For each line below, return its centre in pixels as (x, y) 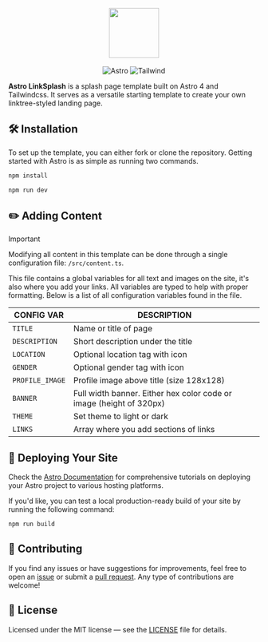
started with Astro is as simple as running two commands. (103, 160)
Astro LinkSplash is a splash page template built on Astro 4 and (113, 86)
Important (24, 239)
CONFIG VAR (39, 315)
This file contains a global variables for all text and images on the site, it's (129, 279)
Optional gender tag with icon (129, 367)
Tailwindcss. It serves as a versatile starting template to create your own (127, 95)
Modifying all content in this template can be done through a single (118, 255)
